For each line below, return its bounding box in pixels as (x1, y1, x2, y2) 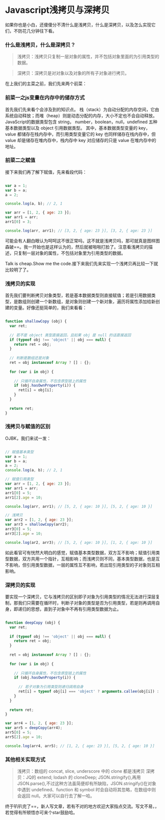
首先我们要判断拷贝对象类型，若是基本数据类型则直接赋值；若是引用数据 (5, 292, 151, 298)
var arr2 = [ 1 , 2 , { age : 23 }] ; (5, 517, 74, 523)
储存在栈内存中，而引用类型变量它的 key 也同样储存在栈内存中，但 (21, 131, 156, 137)
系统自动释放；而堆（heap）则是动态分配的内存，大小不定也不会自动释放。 (5, 112, 158, 118)
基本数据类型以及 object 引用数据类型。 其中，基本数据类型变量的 (5, 125, 137, 131)
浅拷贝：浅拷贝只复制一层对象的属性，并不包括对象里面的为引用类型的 (17, 54, 160, 60)
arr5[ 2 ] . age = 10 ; (5, 734, 43, 740)
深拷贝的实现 (5, 581, 36, 588)
